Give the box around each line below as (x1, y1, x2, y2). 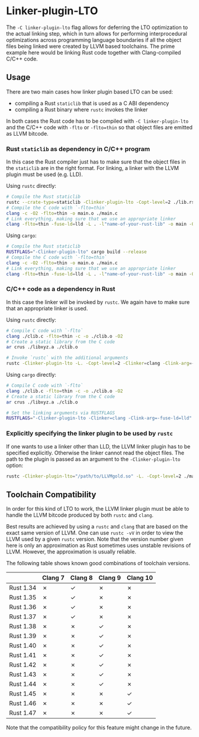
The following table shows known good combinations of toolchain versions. (6, 560, 191, 567)
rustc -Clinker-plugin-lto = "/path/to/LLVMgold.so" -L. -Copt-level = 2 (6, 473, 182, 479)
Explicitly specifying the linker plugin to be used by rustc (6, 430, 174, 438)
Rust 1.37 (9, 613, 37, 621)
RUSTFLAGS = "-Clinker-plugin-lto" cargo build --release (6, 249, 147, 255)
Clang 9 (98, 573, 121, 582)
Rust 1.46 (9, 699, 37, 707)
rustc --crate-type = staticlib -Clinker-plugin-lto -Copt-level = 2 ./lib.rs (6, 199, 195, 205)
